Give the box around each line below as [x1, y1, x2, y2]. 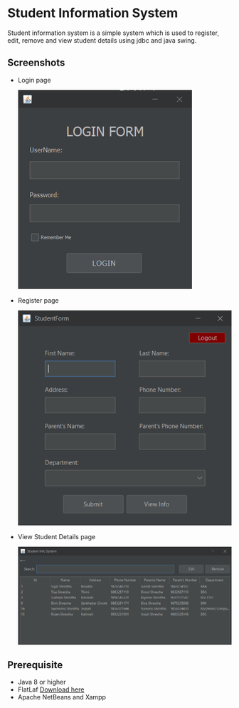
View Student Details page [17, 532, 96, 541]
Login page [17, 76, 51, 84]
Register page [17, 296, 59, 304]
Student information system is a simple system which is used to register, [7, 28, 219, 37]
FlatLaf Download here [17, 685, 85, 694]
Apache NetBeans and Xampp [17, 693, 107, 702]
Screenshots [7, 57, 65, 69]
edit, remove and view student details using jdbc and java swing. [7, 36, 197, 44]
